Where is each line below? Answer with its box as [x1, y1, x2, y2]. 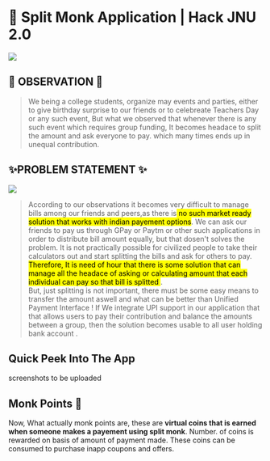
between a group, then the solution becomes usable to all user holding [27, 319, 263, 329]
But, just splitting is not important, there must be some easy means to [27, 285, 260, 295]
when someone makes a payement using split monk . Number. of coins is [8, 427, 254, 437]
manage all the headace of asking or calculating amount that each [27, 268, 248, 278]
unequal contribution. [27, 139, 100, 149]
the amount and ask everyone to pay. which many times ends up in [27, 130, 251, 141]
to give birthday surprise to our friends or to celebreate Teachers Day [27, 105, 260, 115]
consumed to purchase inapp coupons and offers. [8, 444, 175, 454]
